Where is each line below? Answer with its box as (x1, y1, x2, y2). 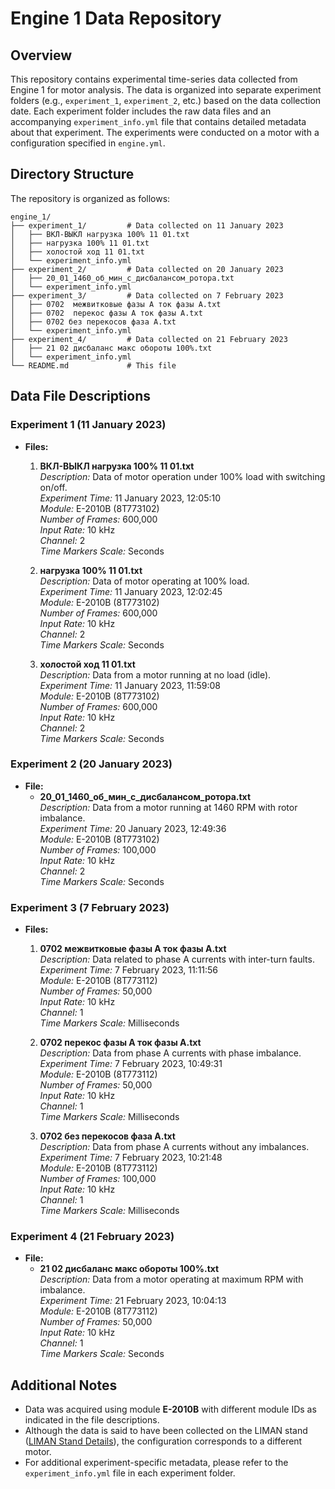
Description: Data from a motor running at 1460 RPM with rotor (39, 801, 298, 813)
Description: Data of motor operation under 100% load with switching (39, 470, 326, 482)
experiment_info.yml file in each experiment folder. (24, 1467, 236, 1479)
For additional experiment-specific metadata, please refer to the (24, 1457, 289, 1469)
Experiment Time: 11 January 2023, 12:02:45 (39, 585, 223, 597)
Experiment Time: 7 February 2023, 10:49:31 (39, 1058, 223, 1070)
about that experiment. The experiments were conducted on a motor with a (10, 127, 320, 138)
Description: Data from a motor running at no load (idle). (39, 668, 272, 681)
